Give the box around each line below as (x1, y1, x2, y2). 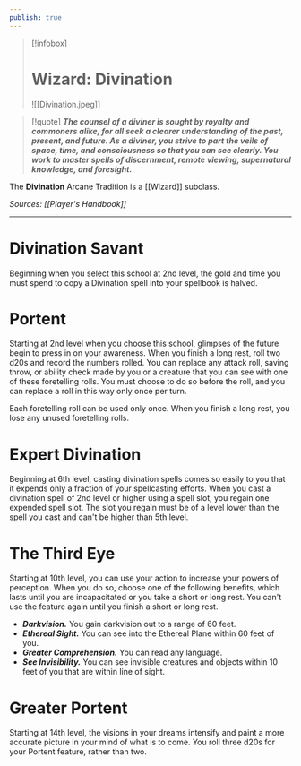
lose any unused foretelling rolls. (9, 413, 130, 424)
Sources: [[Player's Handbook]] (9, 198, 127, 209)
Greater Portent (9, 698, 128, 718)
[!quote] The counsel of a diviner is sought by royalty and (30, 116, 250, 126)
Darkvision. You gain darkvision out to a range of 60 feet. (21, 619, 236, 630)
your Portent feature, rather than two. (9, 746, 148, 757)
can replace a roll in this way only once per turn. (9, 386, 187, 397)
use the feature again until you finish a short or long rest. (9, 601, 219, 612)
